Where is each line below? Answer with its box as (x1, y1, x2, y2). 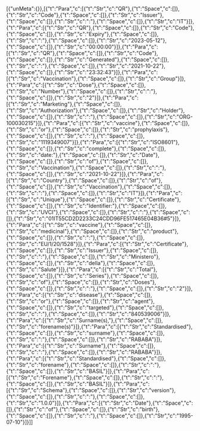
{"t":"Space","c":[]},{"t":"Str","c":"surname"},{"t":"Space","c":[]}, (6, 329, 165, 336)
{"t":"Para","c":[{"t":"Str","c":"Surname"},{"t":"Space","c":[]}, (6, 342, 155, 349)
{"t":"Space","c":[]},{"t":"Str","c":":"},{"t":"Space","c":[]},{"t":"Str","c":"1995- (6, 412, 193, 419)
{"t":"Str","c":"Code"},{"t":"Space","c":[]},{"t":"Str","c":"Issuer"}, (6, 11, 164, 19)
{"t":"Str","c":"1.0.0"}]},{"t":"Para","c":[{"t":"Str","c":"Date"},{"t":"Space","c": (6, 399, 193, 406)
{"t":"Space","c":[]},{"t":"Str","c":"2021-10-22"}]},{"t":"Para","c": (6, 171, 164, 177)
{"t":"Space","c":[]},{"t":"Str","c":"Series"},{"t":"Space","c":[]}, (6, 272, 159, 279)
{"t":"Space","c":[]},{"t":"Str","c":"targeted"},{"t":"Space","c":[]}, (6, 304, 164, 311)
